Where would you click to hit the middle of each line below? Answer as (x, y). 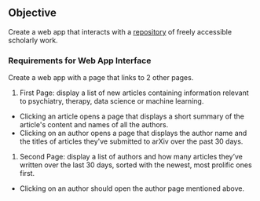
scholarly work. (33, 40)
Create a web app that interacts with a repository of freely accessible (120, 31)
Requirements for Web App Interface (80, 60)
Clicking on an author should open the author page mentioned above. (132, 188)
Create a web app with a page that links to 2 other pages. (101, 78)
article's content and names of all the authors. (94, 125)
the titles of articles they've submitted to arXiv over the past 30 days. (131, 141)
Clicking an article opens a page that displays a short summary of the (132, 116)
